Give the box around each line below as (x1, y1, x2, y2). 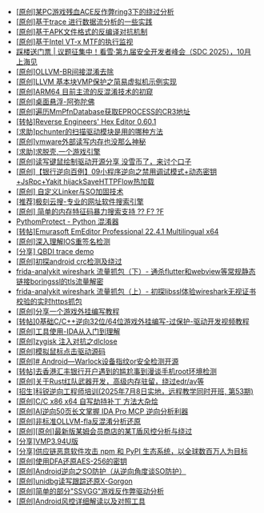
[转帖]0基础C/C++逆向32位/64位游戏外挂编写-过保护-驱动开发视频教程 (15, 316, 250, 326)
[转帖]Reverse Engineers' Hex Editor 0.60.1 (15, 117, 157, 126)
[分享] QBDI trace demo (15, 247, 94, 256)
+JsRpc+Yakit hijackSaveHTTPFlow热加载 (15, 177, 154, 186)
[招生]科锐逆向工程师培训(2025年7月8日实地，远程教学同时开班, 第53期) (15, 387, 254, 396)
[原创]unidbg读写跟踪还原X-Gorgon (15, 476, 134, 486)
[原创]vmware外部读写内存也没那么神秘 (15, 137, 146, 146)
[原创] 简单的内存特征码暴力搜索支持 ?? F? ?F (15, 207, 164, 216)
